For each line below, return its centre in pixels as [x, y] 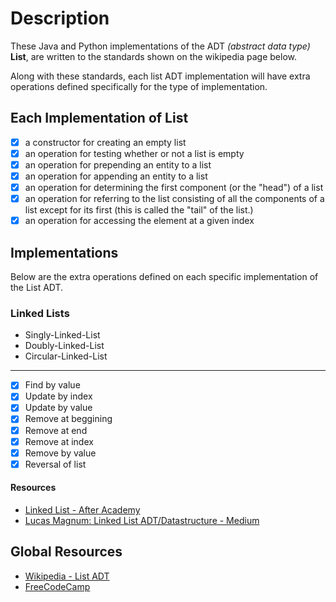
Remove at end [56, 430]
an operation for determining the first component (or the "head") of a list [174, 187]
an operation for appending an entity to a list [116, 176]
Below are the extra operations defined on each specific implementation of [164, 276]
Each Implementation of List [99, 118]
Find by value [52, 385]
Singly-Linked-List [62, 335]
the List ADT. [37, 287]
